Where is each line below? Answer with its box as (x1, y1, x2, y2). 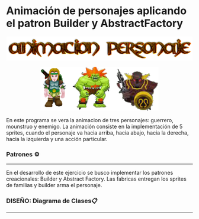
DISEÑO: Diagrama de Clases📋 (6, 197, 98, 205)
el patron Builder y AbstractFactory (6, 17, 184, 30)
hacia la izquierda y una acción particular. (6, 135, 108, 142)
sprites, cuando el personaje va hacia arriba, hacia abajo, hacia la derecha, (6, 129, 189, 136)
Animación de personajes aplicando (6, 4, 187, 18)
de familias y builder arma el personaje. (6, 182, 102, 189)
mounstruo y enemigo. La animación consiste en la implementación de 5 (6, 123, 183, 130)
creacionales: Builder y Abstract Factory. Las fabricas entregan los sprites (6, 175, 187, 182)
